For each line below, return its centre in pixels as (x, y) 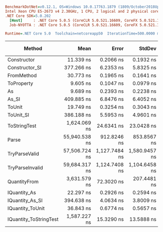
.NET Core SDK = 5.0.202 (28, 16)
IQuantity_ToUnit (26, 208)
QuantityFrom (23, 182)
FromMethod (22, 76)
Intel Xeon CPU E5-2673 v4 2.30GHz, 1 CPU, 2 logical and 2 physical (77, 11)
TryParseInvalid (25, 168)
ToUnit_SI (18, 115)
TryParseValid (23, 154)
